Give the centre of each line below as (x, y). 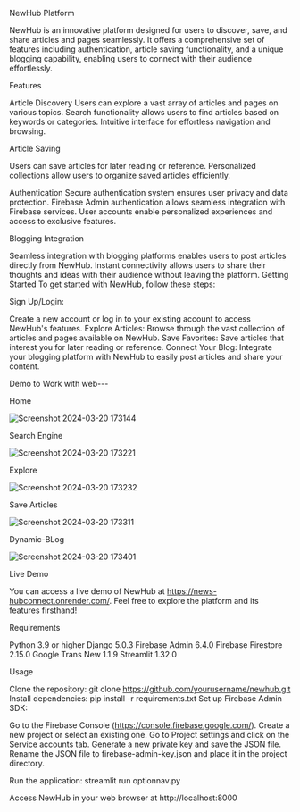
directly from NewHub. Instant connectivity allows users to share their (137, 265)
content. (25, 366)
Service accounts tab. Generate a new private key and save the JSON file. (146, 744)
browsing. (28, 131)
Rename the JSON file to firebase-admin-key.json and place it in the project (148, 753)
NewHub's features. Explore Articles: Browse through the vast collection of (147, 328)
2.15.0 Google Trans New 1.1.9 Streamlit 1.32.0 (93, 654)
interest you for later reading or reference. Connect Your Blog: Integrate (141, 347)
